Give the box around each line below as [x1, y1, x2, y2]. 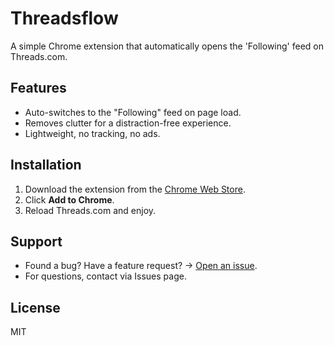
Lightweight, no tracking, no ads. [24, 127, 161, 139]
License [10, 299, 61, 316]
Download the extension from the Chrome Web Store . [24, 183, 246, 195]
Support [10, 233, 63, 250]
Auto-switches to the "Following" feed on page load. [24, 106, 242, 118]
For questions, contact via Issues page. [24, 270, 187, 282]
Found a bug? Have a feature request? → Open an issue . [24, 260, 258, 272]
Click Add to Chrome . [24, 193, 115, 206]
